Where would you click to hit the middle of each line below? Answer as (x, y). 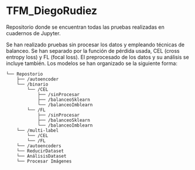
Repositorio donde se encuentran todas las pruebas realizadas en (85, 27)
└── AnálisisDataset (42, 156)
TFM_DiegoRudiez (52, 11)
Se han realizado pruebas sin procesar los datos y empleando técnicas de (95, 45)
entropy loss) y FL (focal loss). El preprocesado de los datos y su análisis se (97, 57)
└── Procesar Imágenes (44, 161)
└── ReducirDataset (40, 151)
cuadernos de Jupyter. (33, 33)
